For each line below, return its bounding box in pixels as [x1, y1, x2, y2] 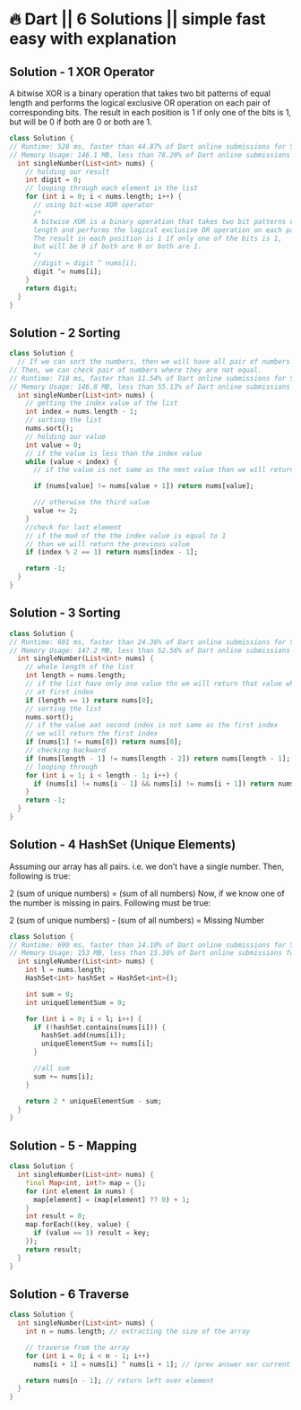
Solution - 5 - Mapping [9, 1138, 137, 1153]
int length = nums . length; [25, 671, 126, 680]
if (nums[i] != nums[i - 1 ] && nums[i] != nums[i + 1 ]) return [32, 779, 275, 788]
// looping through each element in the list [25, 184, 199, 193]
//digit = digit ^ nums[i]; [32, 259, 139, 268]
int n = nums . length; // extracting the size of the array [25, 1327, 251, 1337]
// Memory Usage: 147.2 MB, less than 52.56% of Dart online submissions [9, 646, 291, 655]
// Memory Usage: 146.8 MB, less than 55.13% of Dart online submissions [9, 382, 291, 391]
